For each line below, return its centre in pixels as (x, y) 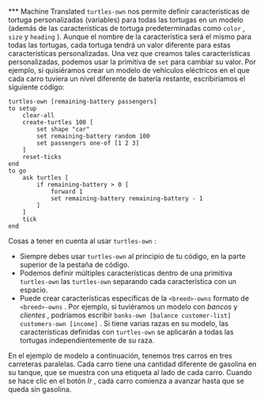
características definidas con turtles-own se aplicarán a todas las (127, 332)
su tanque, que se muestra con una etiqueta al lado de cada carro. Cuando (130, 372)
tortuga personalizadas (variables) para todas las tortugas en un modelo (126, 20)
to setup (23, 108)
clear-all (39, 116)
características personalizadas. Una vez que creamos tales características (129, 53)
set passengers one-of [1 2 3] (88, 143)
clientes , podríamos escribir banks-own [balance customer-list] (125, 315)
